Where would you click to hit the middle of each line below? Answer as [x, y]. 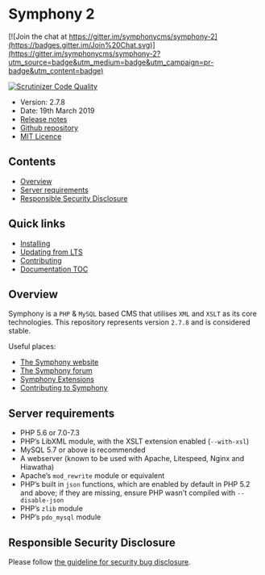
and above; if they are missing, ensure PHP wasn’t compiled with [128, 493]
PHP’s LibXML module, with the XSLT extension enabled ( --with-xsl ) [135, 442]
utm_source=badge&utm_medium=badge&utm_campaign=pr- [111, 62]
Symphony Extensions [57, 380]
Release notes [43, 119]
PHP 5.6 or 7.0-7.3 [50, 433]
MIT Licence [41, 136]
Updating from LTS [51, 252]
